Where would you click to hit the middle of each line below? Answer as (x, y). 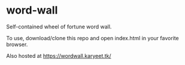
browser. (17, 44)
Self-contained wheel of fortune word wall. (59, 27)
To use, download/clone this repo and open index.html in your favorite (93, 38)
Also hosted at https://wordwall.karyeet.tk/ (59, 56)
